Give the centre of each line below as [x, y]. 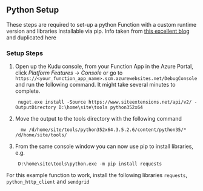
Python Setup [33, 10]
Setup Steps [25, 53]
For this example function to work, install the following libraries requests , [97, 175]
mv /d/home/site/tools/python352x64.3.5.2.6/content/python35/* [104, 130]
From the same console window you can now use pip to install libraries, [104, 146]
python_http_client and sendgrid [48, 182]
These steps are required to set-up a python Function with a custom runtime [101, 24]
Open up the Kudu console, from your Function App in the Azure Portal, [104, 67]
